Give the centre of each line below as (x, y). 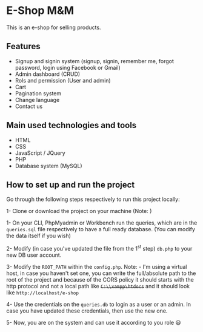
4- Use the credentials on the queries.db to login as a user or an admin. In (98, 305)
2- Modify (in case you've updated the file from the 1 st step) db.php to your (99, 248)
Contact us (29, 106)
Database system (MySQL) (49, 166)
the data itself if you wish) (39, 236)
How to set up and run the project (71, 185)
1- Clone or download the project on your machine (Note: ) (79, 211)
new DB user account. (34, 255)
